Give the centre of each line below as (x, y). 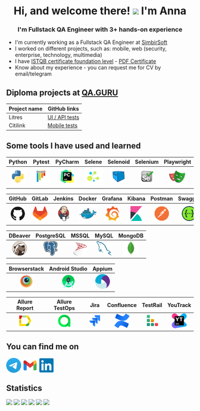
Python (18, 162)
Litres (15, 118)
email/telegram (33, 74)
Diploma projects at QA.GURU (62, 92)
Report (25, 308)
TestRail (152, 305)
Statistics (24, 388)
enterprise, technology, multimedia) (58, 55)
